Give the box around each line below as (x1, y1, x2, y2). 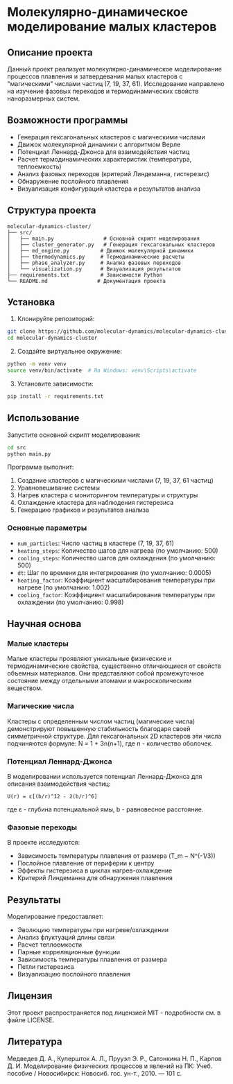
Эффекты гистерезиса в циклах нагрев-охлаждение (17, 866, 173, 875)
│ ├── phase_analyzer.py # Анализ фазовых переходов (7, 259, 182, 266)
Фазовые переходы (7, 823, 78, 832)
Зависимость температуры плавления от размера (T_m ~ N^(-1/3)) (17, 852, 216, 860)
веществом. (7, 684, 43, 692)
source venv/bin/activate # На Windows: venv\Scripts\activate (7, 367, 197, 375)
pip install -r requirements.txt (7, 393, 104, 399)
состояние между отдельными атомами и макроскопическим (7, 677, 192, 685)
